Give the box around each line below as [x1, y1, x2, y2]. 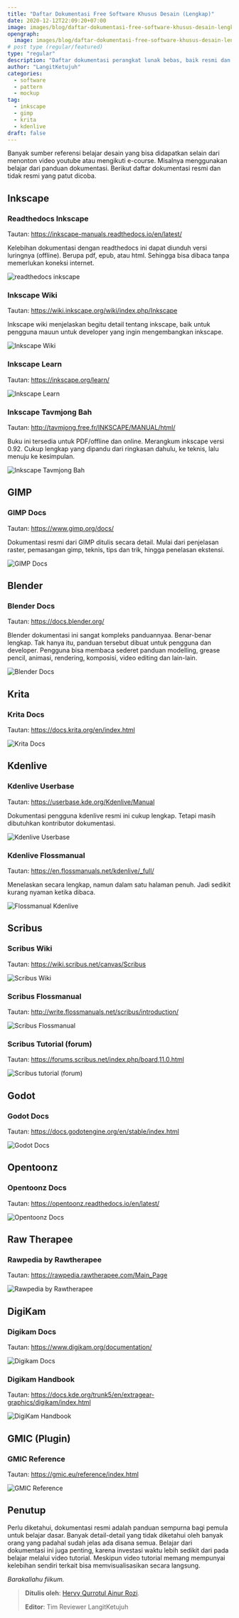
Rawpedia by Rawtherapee [7, 1254, 102, 1264]
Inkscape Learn [7, 359, 63, 369]
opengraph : [7, 30, 40, 38]
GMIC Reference [7, 1454, 65, 1464]
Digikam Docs [7, 1326, 57, 1336]
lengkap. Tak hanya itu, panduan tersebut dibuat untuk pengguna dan [7, 638, 212, 647]
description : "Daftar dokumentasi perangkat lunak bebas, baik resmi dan [7, 57, 231, 64]
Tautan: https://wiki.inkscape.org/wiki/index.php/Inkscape [7, 307, 178, 315]
